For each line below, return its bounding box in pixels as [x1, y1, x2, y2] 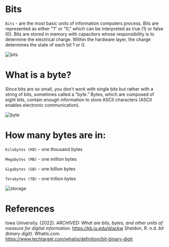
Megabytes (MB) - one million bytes [5, 156, 77, 162]
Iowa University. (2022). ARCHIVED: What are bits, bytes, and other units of [5, 220, 163, 226]
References [5, 203, 54, 214]
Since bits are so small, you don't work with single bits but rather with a [5, 86, 154, 92]
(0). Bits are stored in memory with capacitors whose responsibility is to [5, 31, 155, 37]
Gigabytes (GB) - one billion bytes [5, 166, 76, 172]
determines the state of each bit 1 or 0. [5, 41, 86, 47]
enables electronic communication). [5, 102, 80, 108]
